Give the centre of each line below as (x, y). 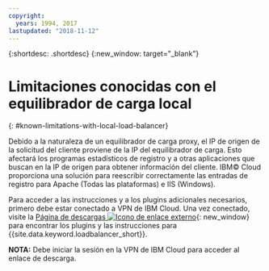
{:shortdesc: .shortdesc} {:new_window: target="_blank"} (104, 54)
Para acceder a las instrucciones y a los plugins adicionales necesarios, (128, 200)
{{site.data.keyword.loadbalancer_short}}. (78, 234)
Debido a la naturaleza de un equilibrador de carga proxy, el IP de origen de (134, 141)
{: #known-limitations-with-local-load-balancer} (88, 126)
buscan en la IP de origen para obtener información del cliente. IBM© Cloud (134, 167)
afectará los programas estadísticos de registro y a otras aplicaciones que (132, 159)
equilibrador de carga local (100, 104)
